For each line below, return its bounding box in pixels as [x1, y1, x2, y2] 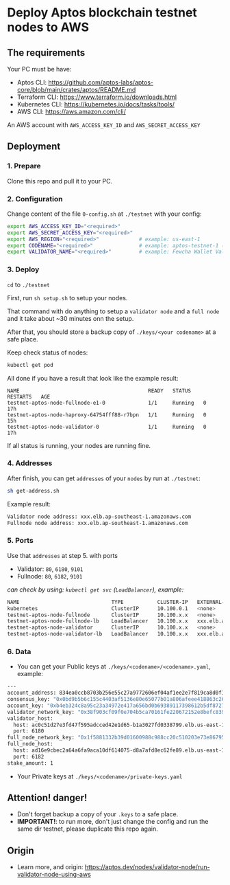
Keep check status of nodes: [7, 348, 88, 357]
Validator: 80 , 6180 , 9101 [16, 565, 84, 573]
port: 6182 [13, 753, 44, 760]
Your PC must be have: [7, 65, 72, 73]
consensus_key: [7, 696, 51, 703]
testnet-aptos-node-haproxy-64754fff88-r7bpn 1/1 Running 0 [7, 411, 207, 418]
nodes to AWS [7, 19, 90, 35]
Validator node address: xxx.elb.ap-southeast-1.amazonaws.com [7, 513, 192, 520]
